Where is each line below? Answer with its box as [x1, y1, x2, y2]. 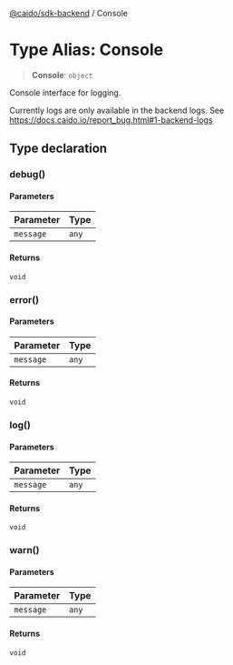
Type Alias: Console [9, 40, 164, 60]
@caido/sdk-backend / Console [9, 8, 129, 18]
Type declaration [9, 141, 107, 156]
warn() [9, 544, 40, 557]
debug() [9, 168, 46, 181]
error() [9, 293, 39, 306]
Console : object [31, 69, 93, 80]
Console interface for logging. [9, 86, 121, 98]
